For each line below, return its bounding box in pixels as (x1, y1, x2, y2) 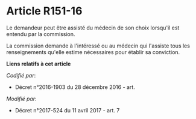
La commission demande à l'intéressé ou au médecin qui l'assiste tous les (6, 42, 190, 49)
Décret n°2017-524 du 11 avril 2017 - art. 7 (14, 106, 120, 114)
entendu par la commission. (6, 30, 75, 37)
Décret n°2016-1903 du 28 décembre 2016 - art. (14, 83, 136, 91)
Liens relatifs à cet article (6, 60, 71, 67)
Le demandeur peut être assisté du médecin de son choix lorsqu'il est (6, 24, 180, 31)
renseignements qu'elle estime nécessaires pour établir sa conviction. (6, 48, 180, 55)
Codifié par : (6, 72, 36, 79)
